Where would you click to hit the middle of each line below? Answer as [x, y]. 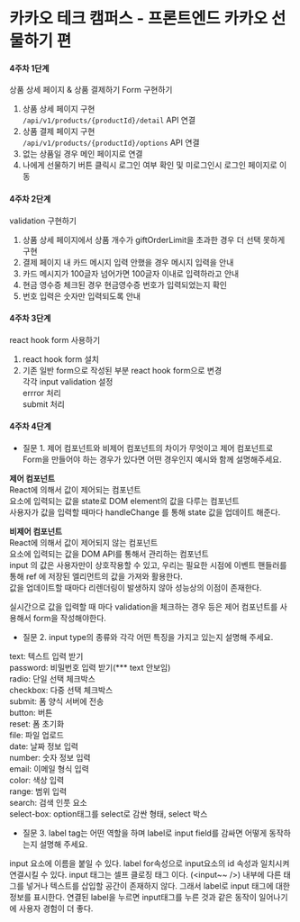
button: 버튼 [31, 713]
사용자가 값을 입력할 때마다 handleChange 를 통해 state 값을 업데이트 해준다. [145, 512]
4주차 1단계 [29, 68]
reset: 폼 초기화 [37, 724]
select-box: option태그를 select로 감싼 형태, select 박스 [109, 814]
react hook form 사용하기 [55, 339]
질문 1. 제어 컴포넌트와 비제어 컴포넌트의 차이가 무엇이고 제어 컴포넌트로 [148, 448]
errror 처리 [41, 393]
